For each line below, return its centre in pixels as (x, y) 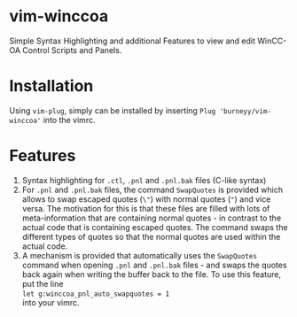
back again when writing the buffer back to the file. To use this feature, (152, 274)
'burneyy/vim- (246, 111)
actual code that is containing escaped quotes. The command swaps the (155, 227)
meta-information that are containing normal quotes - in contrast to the (152, 218)
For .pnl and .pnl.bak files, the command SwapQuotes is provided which (152, 189)
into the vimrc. (69, 120)
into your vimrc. (51, 302)
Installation (51, 86)
